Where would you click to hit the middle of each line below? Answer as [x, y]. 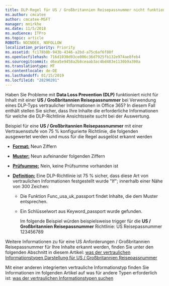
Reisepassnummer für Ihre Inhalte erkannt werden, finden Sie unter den [79, 247]
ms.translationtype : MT [30, 66]
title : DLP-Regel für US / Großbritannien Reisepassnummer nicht [75, 10]
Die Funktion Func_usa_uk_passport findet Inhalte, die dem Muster [89, 196]
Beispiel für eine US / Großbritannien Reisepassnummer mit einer [74, 126]
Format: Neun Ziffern [34, 146]
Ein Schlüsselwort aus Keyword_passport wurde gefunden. [81, 211]
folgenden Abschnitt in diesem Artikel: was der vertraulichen [68, 252]
